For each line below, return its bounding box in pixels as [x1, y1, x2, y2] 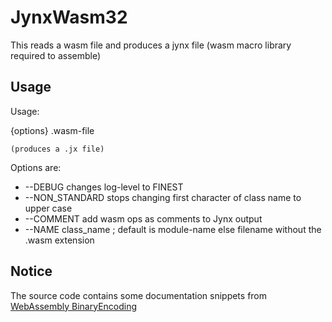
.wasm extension [24, 234, 95, 246]
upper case [24, 202, 73, 214]
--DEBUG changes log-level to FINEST [24, 181, 184, 193]
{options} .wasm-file [10, 124, 95, 136]
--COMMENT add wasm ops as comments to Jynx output [24, 212, 263, 225]
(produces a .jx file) [10, 144, 105, 154]
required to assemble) [10, 49, 102, 61]
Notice [10, 263, 53, 280]
